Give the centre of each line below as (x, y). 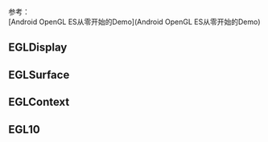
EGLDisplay (38, 48)
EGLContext (39, 102)
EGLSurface (39, 75)
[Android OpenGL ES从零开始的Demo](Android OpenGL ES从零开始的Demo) (134, 22)
